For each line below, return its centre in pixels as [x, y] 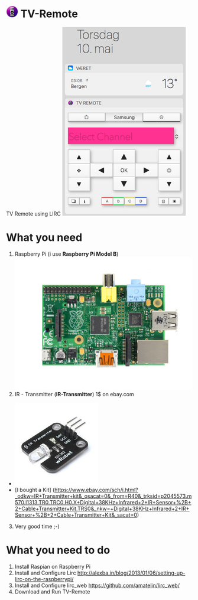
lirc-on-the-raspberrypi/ [44, 579]
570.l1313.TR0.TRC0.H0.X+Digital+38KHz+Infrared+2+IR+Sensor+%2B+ [103, 503]
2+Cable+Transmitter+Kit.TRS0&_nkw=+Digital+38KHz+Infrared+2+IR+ [102, 509]
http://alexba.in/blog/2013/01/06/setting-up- [131, 573]
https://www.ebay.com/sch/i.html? [96, 490]
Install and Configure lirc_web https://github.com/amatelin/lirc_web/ [97, 585]
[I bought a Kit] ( [35, 490]
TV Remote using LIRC [33, 213]
